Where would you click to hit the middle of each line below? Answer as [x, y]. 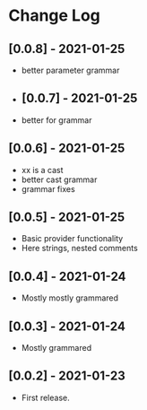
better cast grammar [59, 179]
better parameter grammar [70, 70]
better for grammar [56, 120]
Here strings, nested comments [79, 249]
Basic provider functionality [72, 239]
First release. [45, 397]
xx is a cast [42, 170]
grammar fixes [48, 188]
